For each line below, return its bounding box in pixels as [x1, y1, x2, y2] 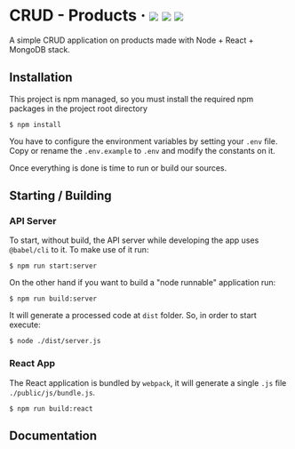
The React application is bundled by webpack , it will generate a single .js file [9, 377, 287, 388]
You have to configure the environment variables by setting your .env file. [9, 135, 278, 147]
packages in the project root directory [9, 103, 148, 114]
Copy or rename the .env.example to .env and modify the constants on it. [9, 145, 275, 156]
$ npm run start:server [9, 261, 98, 271]
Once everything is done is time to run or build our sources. [9, 162, 227, 173]
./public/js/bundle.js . [9, 387, 96, 397]
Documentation [9, 429, 98, 444]
